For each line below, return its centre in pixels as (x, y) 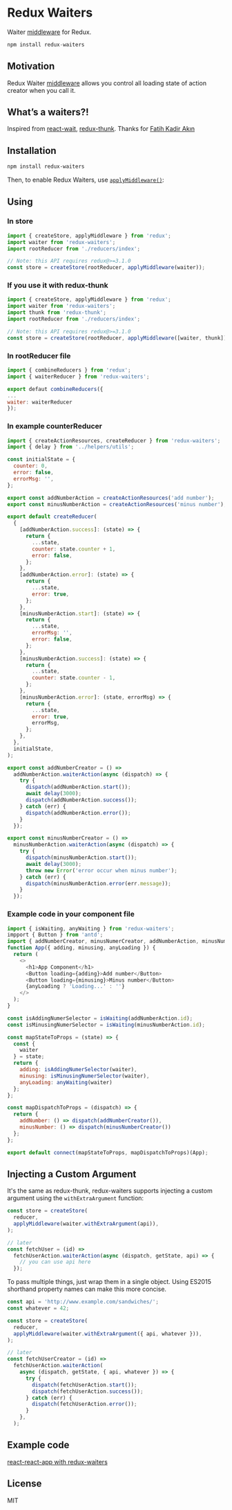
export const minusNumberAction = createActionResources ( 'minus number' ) (116, 504)
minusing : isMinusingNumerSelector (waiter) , (85, 1076)
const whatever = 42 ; (38, 1308)
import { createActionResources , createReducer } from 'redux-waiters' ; (114, 441)
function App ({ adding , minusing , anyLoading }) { (81, 948)
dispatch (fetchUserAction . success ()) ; (88, 1391)
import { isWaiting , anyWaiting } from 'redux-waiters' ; (91, 928)
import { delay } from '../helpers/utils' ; (71, 447)
